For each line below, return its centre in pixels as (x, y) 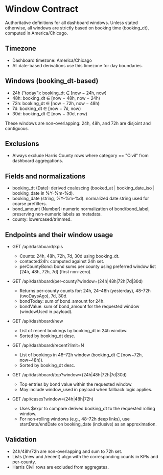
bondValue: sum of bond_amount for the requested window (79, 306)
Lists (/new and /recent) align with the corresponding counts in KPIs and (85, 456)
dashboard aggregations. (38, 161)
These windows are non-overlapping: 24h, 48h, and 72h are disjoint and (78, 123)
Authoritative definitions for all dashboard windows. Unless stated (71, 23)
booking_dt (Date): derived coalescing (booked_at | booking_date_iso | (83, 188)
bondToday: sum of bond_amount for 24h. (62, 301)
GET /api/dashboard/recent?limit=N (48, 345)
